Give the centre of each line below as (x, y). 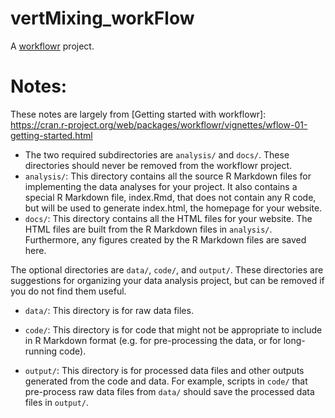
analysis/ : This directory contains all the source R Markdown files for (168, 176)
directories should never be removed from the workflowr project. (158, 165)
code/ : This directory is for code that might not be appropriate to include (173, 329)
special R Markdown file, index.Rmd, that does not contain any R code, (170, 197)
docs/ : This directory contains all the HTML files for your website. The (168, 218)
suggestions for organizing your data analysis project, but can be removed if (167, 280)
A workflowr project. (52, 46)
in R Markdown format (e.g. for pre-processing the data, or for (153, 340)
